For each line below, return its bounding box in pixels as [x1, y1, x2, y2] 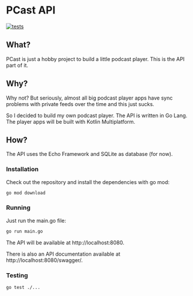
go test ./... [6, 285, 41, 291]
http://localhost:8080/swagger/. [6, 256, 83, 264]
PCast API [6, 4, 56, 17]
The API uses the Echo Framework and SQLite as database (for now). [6, 151, 173, 158]
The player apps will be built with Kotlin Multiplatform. [6, 118, 136, 125]
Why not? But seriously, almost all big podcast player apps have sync [6, 94, 173, 101]
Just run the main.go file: [6, 217, 66, 224]
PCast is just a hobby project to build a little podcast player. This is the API [6, 55, 185, 62]
